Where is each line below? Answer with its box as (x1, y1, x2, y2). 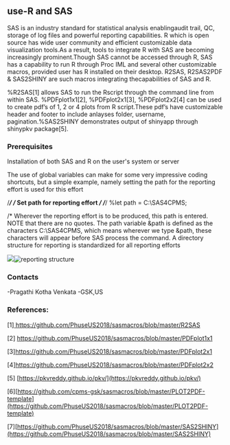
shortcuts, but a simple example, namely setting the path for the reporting (7, 178, 216, 186)
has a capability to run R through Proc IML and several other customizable (7, 60, 217, 68)
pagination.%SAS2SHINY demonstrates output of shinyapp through (7, 117, 198, 126)
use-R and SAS (7, 5, 73, 17)
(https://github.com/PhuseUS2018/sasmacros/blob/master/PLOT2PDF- (7, 402, 208, 410)
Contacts (7, 273, 39, 282)
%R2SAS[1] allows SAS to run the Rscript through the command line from (7, 88, 214, 96)
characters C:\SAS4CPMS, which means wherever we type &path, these (7, 227, 212, 235)
